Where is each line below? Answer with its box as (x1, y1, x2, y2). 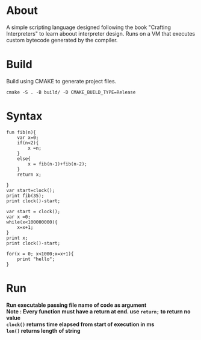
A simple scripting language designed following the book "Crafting (6, 24, 172, 31)
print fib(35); (6, 193, 45, 199)
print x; (6, 235, 28, 241)
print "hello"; (17, 256, 55, 262)
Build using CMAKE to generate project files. (6, 77, 117, 85)
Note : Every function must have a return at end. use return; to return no (6, 307, 191, 315)
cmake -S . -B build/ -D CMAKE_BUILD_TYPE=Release (6, 89, 136, 95)
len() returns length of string (6, 327, 81, 334)
